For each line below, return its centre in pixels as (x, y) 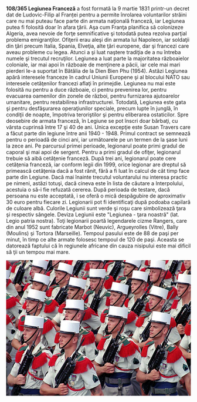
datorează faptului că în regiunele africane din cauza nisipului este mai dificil (98, 246)
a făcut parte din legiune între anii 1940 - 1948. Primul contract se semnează (98, 133)
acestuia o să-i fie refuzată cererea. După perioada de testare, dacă (88, 190)
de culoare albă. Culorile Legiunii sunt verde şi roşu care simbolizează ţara (96, 208)
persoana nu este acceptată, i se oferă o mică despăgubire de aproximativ (96, 196)
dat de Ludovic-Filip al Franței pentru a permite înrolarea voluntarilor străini (96, 15)
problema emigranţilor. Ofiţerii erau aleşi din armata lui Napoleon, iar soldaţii (98, 40)
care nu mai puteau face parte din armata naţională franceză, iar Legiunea (96, 21)
